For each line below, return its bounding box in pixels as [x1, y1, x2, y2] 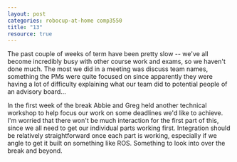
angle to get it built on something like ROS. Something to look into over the [7, 139, 226, 148]
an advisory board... [7, 87, 66, 96]
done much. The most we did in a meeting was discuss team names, [7, 65, 209, 73]
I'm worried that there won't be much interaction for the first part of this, [7, 117, 219, 125]
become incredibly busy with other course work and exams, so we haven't [7, 58, 226, 66]
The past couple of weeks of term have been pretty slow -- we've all [7, 50, 209, 58]
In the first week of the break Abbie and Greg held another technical [7, 101, 207, 110]
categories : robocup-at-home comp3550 [7, 17, 122, 24]
